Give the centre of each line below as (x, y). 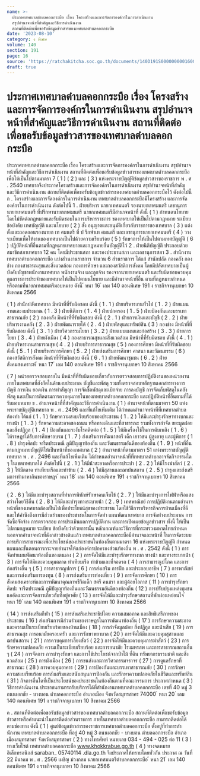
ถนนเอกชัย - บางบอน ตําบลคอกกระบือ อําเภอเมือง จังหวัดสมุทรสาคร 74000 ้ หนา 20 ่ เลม (96, 694)
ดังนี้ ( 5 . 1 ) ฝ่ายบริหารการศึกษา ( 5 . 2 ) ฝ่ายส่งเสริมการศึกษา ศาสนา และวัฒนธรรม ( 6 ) (96, 351)
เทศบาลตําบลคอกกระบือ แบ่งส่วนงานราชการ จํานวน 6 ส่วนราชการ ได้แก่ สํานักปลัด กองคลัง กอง (99, 259)
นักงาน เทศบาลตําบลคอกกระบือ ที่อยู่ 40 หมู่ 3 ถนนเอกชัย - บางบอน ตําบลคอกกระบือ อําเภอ (97, 733)
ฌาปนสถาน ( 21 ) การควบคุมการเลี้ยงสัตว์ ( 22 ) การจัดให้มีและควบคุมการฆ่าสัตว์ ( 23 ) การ (98, 640)
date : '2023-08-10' (31, 34)
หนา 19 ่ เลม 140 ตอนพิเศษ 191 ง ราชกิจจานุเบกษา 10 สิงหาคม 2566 (77, 602)
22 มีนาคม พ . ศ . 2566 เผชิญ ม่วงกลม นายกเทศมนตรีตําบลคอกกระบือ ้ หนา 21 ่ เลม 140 (96, 759)
